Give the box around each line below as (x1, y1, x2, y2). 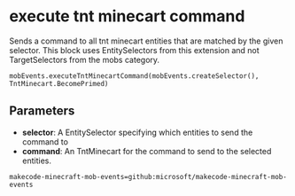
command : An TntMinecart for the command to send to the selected (21, 145, 272, 156)
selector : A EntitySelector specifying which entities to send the (21, 127, 253, 137)
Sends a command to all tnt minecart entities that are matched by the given (9, 35, 283, 46)
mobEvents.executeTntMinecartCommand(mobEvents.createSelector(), (9, 71, 260, 81)
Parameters (9, 104, 75, 119)
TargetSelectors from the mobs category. (9, 54, 160, 65)
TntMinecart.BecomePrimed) (9, 79, 109, 88)
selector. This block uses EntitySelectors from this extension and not (9, 44, 260, 55)
